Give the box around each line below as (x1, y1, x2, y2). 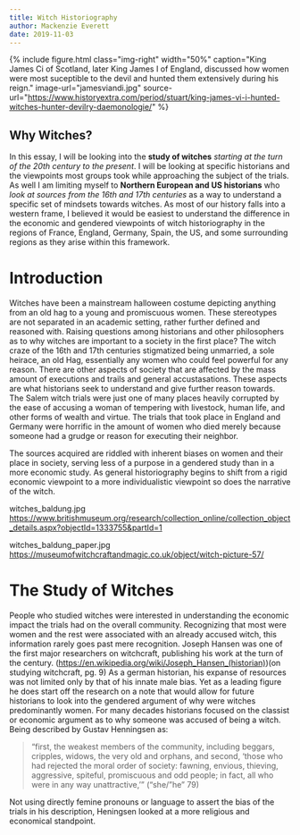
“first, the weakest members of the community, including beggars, (30, 741, 275, 752)
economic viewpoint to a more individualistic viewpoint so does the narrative (9, 477, 292, 487)
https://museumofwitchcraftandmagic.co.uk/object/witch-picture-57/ (9, 549, 265, 560)
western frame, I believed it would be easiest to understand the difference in (9, 208, 290, 219)
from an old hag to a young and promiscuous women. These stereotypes (9, 308, 278, 318)
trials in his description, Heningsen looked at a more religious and (9, 806, 250, 817)
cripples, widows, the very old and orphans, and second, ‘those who (30, 751, 284, 762)
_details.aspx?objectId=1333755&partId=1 (9, 522, 162, 533)
